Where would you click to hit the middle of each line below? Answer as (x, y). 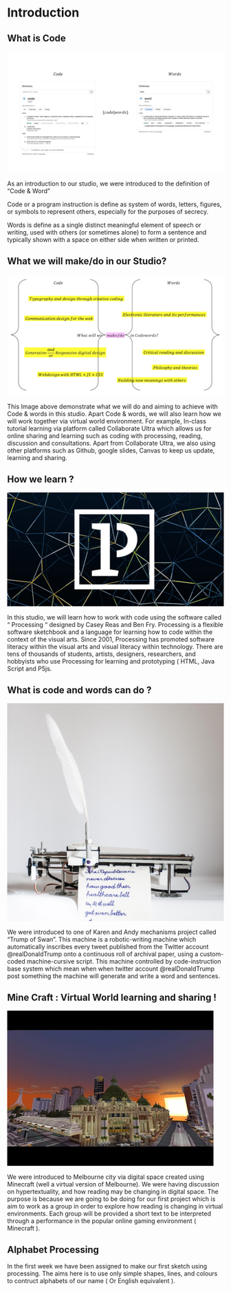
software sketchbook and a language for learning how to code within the (110, 632)
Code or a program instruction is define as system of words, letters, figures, (114, 204)
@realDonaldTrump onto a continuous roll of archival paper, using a (103, 954)
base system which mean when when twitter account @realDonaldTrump (111, 968)
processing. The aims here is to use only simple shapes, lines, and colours (112, 1273)
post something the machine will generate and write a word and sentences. (113, 976)
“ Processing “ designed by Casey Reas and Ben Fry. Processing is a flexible (115, 624)
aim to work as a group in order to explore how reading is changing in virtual (115, 1206)
